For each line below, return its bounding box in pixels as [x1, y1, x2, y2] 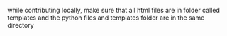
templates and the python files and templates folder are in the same [7, 13, 205, 22]
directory [7, 21, 34, 29]
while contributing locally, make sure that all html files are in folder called [7, 6, 220, 14]
